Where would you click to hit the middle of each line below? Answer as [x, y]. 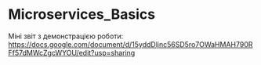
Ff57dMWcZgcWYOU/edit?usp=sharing [72, 52]
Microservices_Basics [82, 14]
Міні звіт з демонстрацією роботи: [66, 36]
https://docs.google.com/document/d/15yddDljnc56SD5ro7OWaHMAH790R [130, 44]
